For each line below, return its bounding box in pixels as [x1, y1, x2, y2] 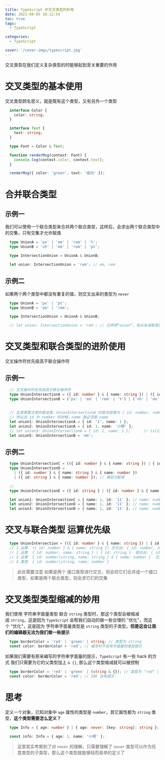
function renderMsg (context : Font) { [9, 153, 87, 158]
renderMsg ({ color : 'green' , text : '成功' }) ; [9, 170, 105, 176]
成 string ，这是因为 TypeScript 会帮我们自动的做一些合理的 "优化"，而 [5, 617, 148, 623]
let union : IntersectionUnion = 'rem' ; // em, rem [9, 262, 115, 267]
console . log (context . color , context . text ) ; [14, 157, 105, 162]
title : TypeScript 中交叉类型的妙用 [5, 7, 74, 12]
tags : [5, 21, 16, 26]
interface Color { [9, 108, 48, 113]
